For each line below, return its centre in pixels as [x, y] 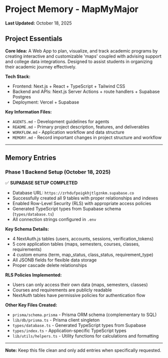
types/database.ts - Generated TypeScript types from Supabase [79, 325]
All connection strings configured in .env [54, 219]
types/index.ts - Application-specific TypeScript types [69, 330]
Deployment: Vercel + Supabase [46, 102]
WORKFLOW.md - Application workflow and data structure [68, 132]
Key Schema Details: [27, 229]
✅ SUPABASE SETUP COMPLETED [41, 183]
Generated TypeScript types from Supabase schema [67, 209]
